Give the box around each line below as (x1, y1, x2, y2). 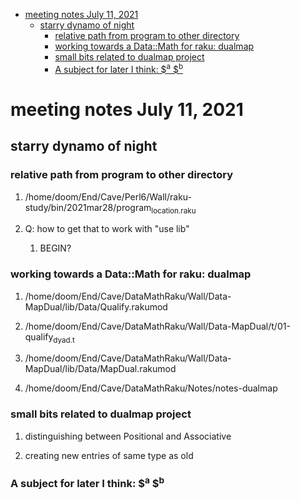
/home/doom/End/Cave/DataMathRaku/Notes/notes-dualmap (24, 382, 278, 394)
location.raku (151, 205, 197, 216)
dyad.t (53, 335, 75, 345)
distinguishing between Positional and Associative (24, 430, 232, 442)
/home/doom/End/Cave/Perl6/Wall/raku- (24, 190, 193, 203)
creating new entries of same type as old (24, 449, 194, 461)
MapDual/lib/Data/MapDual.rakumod (24, 363, 177, 375)
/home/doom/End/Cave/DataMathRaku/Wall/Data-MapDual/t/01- (24, 320, 291, 332)
